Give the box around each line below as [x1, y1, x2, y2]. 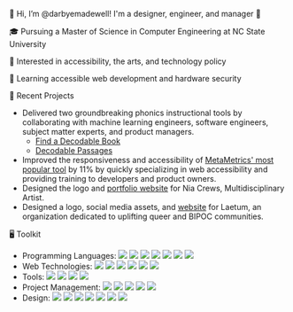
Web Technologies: [21, 261, 93, 271]
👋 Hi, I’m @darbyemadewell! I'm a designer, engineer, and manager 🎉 [9, 9, 261, 19]
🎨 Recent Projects [9, 90, 74, 101]
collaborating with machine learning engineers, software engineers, [21, 117, 269, 128]
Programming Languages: [21, 251, 117, 261]
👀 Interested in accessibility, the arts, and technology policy [9, 56, 227, 66]
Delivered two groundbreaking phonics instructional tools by [21, 107, 243, 118]
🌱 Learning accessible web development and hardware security [9, 74, 242, 83]
